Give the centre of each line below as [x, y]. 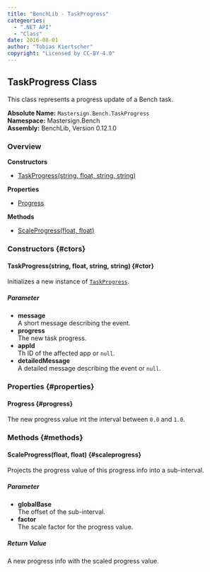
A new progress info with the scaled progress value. [83, 561]
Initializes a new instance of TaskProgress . [68, 281]
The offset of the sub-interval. [62, 512]
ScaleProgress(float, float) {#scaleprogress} [74, 454]
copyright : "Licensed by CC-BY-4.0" [61, 54]
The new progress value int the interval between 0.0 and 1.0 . [96, 420]
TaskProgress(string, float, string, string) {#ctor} [81, 266]
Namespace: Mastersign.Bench [54, 120]
